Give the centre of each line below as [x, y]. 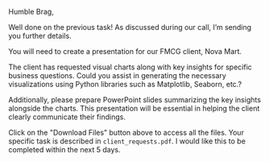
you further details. [40, 36]
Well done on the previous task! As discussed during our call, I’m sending [130, 27]
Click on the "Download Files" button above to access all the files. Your [126, 133]
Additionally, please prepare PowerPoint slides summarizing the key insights [135, 100]
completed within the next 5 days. [64, 150]
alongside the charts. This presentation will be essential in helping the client [134, 108]
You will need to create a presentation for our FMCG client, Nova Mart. [125, 51]
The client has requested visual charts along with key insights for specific [130, 67]
